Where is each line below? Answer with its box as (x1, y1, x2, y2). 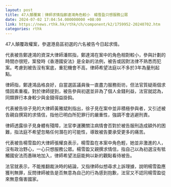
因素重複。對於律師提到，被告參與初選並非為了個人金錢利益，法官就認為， (9, 88, 166, 94)
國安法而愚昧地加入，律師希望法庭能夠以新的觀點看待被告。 (9, 152, 135, 158)
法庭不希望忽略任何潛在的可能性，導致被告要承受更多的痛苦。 (18, 129, 148, 135)
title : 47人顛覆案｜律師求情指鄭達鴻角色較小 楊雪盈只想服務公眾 (5, 12, 128, 17)
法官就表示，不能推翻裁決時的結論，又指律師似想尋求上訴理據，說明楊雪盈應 (5, 164, 166, 170)
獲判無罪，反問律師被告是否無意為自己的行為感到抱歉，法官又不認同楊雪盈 (5, 170, 161, 176)
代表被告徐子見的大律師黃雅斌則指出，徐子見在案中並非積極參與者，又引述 (5, 105, 161, 112)
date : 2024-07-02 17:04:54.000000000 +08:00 (5, 17, 101, 22)
